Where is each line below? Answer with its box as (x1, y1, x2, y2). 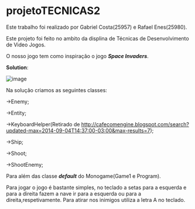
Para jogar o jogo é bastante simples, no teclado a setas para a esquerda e (6, 184, 187, 191)
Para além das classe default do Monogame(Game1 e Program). (6, 172, 161, 180)
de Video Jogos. (6, 41, 46, 48)
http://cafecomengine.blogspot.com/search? (81, 120, 189, 127)
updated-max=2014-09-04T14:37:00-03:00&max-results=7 (6, 127, 150, 134)
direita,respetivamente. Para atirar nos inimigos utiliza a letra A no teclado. (6, 196, 186, 203)
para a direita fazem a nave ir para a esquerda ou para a (6, 190, 142, 197)
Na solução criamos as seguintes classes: (6, 86, 107, 93)
